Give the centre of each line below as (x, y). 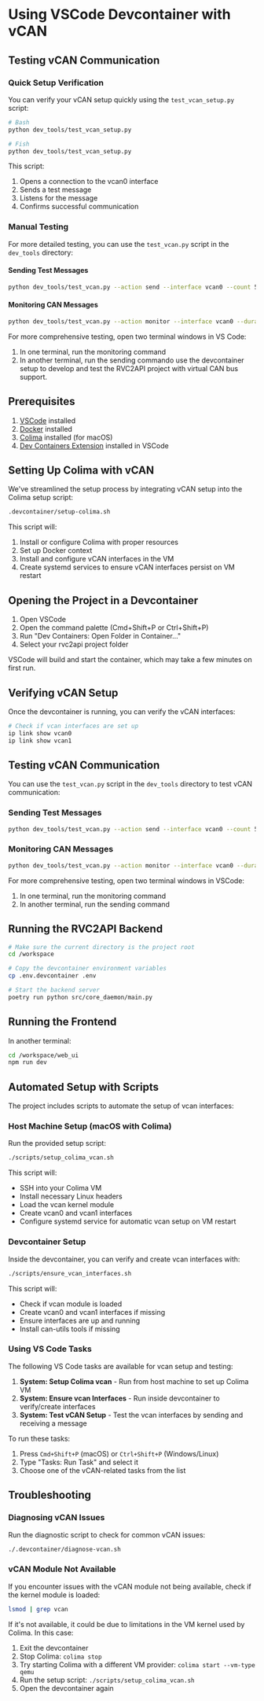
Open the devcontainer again (66, 1688)
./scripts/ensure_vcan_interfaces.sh (70, 1273)
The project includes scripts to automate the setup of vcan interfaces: (121, 1106)
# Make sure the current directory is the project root (101, 947)
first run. (22, 668)
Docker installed (46, 429)
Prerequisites (42, 401)
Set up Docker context (56, 550)
